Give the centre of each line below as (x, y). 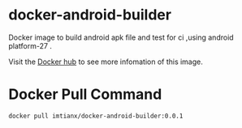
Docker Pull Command (85, 94)
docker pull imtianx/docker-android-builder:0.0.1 (96, 116)
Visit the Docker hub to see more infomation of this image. (106, 62)
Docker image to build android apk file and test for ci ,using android (121, 37)
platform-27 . (30, 45)
